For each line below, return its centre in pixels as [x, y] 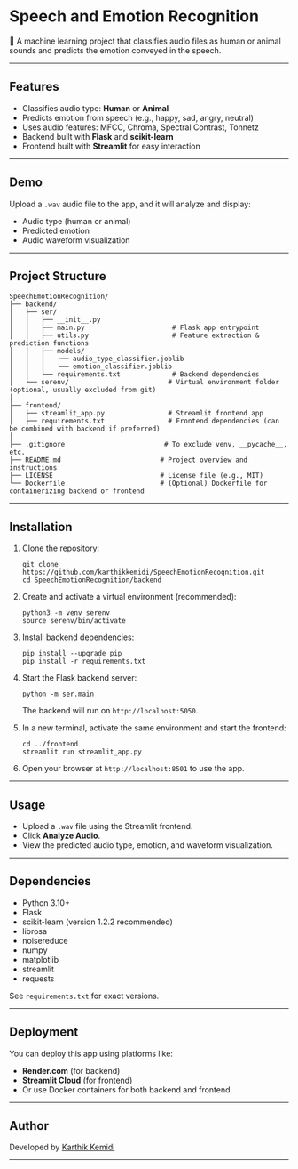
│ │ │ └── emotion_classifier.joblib [91, 367]
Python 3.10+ [46, 903]
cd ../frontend [50, 745]
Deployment [44, 1032]
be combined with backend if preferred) [85, 429]
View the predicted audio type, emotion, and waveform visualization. [147, 845]
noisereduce [45, 940]
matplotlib [40, 959]
